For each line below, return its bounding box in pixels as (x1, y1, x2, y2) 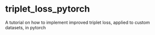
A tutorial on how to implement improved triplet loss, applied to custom (5, 19, 150, 25)
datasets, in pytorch (5, 24, 46, 30)
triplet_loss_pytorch (5, 3, 90, 15)
